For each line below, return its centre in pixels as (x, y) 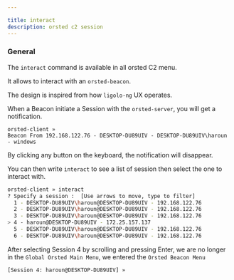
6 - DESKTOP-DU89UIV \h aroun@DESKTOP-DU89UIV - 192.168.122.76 (108, 236)
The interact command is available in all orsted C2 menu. (92, 67)
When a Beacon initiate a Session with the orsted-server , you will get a (111, 108)
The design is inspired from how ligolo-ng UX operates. (90, 95)
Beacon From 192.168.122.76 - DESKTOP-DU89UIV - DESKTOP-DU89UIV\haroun (117, 135)
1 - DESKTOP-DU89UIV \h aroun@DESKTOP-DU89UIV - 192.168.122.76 (108, 203)
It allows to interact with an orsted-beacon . (69, 81)
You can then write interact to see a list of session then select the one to (115, 169)
